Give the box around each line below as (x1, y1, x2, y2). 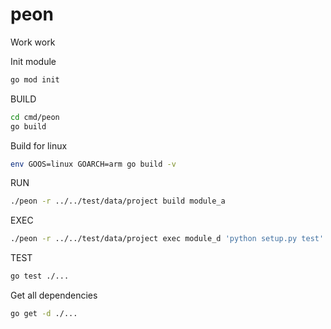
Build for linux (10, 139, 68, 152)
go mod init (10, 74, 60, 85)
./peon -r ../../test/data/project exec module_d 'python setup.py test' (10, 234, 325, 244)
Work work (10, 36, 56, 48)
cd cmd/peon (10, 112, 60, 122)
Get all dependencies (10, 289, 98, 302)
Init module (10, 55, 57, 67)
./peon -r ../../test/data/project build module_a (10, 196, 226, 207)
